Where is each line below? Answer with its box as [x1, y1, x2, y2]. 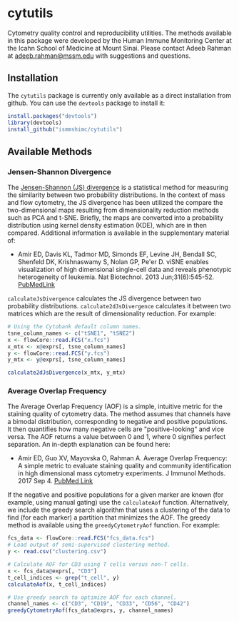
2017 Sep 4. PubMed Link [17, 477, 93, 485]
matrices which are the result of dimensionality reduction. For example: [7, 309, 216, 318]
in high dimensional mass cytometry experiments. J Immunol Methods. [17, 469, 226, 478]
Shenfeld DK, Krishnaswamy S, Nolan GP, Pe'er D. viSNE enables [17, 258, 209, 266]
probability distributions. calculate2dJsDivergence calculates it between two [7, 302, 231, 310]
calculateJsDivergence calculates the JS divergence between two [7, 294, 202, 303]
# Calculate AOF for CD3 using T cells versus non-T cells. [7, 561, 190, 568]
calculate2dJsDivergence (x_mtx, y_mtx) [7, 369, 126, 376]
